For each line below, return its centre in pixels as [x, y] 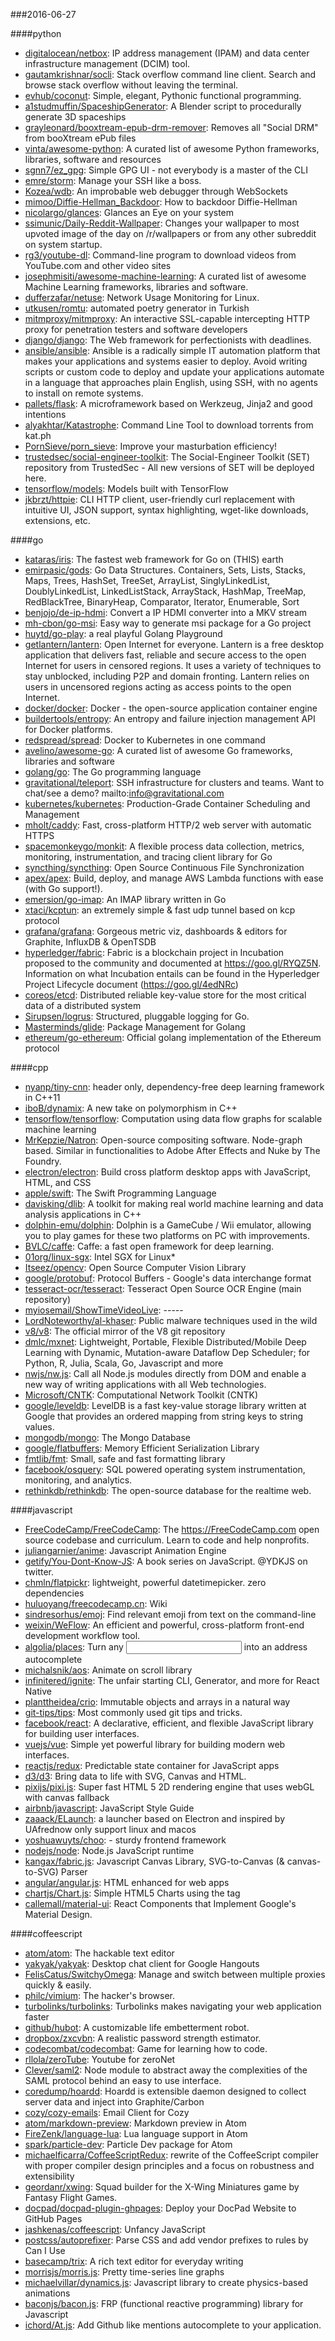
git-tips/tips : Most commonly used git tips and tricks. [133, 1712]
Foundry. [43, 1161]
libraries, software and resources [93, 159]
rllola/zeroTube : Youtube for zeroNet [100, 2059]
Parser [74, 1872]
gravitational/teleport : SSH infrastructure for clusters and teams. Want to [174, 782]
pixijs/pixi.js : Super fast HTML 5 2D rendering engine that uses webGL [169, 1787]
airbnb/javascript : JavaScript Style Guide [109, 1808]
